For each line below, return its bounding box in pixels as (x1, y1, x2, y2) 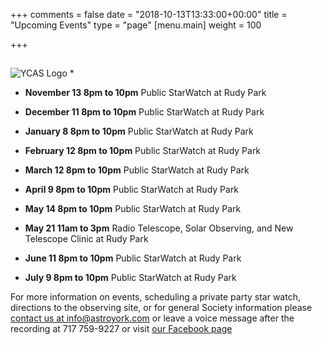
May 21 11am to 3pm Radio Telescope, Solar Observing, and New (24, 222, 294, 234)
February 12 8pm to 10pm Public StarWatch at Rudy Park (24, 145, 262, 157)
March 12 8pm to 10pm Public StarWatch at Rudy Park (24, 164, 250, 176)
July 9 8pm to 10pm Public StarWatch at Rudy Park (24, 272, 237, 284)
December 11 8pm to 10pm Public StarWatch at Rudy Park (24, 106, 265, 118)
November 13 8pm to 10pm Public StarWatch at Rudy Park (24, 87, 267, 99)
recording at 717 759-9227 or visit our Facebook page (10, 323, 233, 335)
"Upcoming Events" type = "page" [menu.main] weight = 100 (10, 19, 262, 31)
